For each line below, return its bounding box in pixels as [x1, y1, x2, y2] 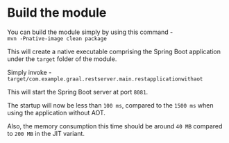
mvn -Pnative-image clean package [7, 35, 108, 42]
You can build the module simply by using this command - [7, 28, 173, 36]
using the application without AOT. [7, 108, 106, 117]
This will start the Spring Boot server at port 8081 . [7, 87, 149, 96]
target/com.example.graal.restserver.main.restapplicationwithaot [7, 75, 203, 83]
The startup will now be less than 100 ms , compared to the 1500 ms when [7, 101, 214, 109]
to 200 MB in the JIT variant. [7, 129, 85, 137]
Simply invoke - [7, 68, 52, 76]
